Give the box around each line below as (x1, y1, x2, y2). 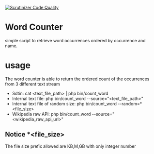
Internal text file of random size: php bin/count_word (12, 101, 117, 106)
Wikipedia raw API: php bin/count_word (12, 111, 91, 117)
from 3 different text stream (5, 81, 61, 87)
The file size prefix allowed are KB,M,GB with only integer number (5, 143, 137, 149)
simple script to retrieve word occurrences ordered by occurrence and (5, 37, 146, 43)
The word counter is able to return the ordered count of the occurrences (5, 76, 150, 82)
